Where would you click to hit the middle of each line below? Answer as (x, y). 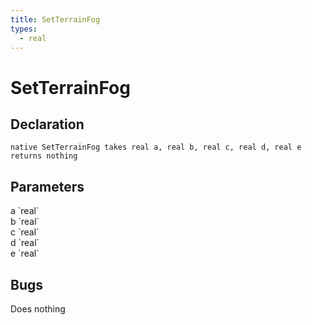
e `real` (25, 253)
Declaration (47, 124)
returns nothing (44, 156)
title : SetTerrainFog (55, 19)
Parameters (47, 186)
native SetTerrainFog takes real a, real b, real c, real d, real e (156, 147)
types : (24, 29)
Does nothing (38, 309)
